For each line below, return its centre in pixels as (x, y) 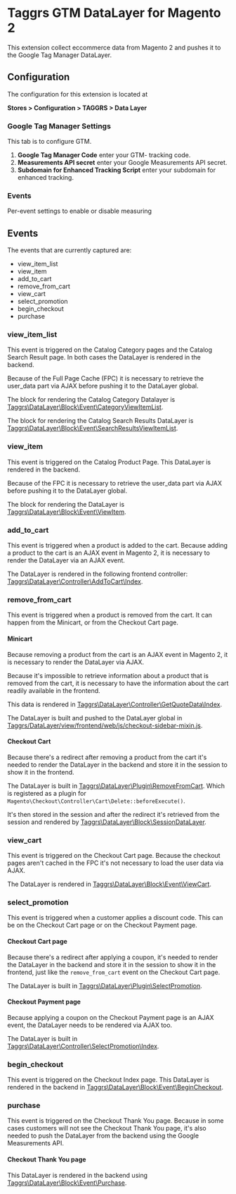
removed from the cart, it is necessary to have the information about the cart (118, 683)
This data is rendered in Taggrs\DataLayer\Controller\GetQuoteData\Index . (115, 704)
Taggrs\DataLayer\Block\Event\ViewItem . (67, 512)
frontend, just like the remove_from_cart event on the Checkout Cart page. (114, 972)
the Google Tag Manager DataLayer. (60, 55)
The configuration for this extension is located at (78, 94)
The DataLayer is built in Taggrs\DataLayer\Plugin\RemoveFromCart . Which (116, 786)
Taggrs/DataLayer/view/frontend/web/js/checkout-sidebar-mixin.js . (105, 725)
